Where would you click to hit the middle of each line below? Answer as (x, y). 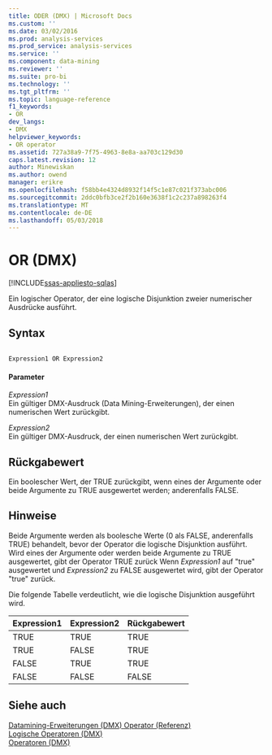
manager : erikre (36, 183)
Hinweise (32, 516)
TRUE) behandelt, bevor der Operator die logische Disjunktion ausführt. (128, 544)
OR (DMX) (43, 260)
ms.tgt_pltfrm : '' (39, 92)
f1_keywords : (30, 107)
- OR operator (32, 144)
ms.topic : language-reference (60, 99)
